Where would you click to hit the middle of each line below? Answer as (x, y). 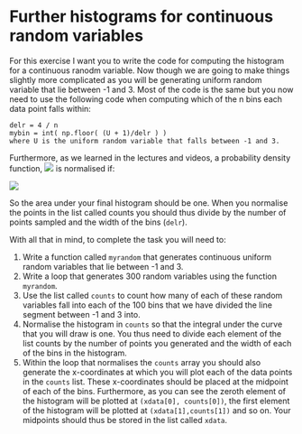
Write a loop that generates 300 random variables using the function (150, 276)
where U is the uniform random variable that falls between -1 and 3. (145, 141)
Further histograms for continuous (141, 17)
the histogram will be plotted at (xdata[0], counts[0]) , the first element (156, 401)
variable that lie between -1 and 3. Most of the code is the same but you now (151, 89)
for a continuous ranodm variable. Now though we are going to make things (150, 70)
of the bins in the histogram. (75, 353)
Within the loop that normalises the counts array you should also (142, 362)
